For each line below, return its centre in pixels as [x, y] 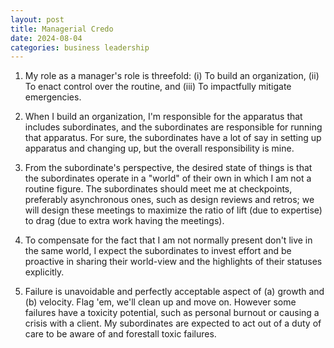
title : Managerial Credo [62, 29]
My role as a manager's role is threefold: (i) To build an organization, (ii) [172, 76]
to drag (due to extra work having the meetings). [124, 221]
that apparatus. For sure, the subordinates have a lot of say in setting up [173, 138]
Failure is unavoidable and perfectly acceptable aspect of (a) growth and [174, 292]
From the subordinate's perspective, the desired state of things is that [168, 168]
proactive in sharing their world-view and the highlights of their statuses [173, 262]
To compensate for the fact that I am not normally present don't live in [168, 240]
